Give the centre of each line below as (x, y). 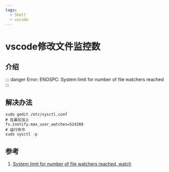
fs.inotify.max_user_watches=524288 (44, 124)
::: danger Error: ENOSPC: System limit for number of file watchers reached (84, 79)
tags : (11, 10)
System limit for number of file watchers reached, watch (72, 164)
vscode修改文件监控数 (53, 46)
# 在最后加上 (17, 120)
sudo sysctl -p (22, 134)
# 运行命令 (15, 130)
